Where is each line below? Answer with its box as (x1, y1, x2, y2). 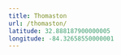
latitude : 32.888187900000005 (8, 27, 111, 35)
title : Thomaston (8, 11, 67, 20)
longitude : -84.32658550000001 (8, 34, 115, 43)
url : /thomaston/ (8, 19, 67, 27)
